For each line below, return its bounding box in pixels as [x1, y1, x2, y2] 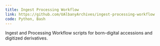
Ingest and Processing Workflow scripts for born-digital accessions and [5, 30, 153, 36]
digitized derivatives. [5, 35, 48, 41]
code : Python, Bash [5, 16, 46, 21]
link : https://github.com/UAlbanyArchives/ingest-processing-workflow [5, 12, 155, 17]
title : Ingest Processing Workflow [5, 7, 79, 12]
